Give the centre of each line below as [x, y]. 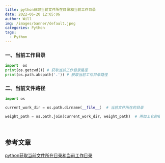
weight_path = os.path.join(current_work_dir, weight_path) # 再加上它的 [82, 116]
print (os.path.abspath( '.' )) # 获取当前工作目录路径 [56, 75]
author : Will [18, 19]
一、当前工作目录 [25, 55]
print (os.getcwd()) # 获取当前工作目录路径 [47, 70]
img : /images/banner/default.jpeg [41, 23]
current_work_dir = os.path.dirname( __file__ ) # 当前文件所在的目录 [74, 108]
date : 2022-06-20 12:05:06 [33, 14]
